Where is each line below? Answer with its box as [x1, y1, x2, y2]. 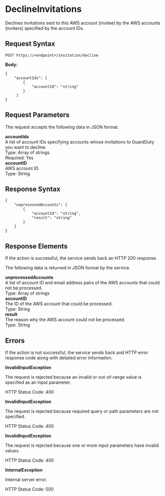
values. [5, 448, 20, 453]
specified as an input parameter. [5, 379, 71, 385]
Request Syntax [5, 40, 55, 48]
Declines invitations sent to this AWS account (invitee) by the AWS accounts [5, 20, 161, 26]
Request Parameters [5, 111, 70, 119]
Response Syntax [5, 185, 60, 193]
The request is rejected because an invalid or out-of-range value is [5, 374, 142, 380]
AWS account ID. [5, 165, 40, 171]
